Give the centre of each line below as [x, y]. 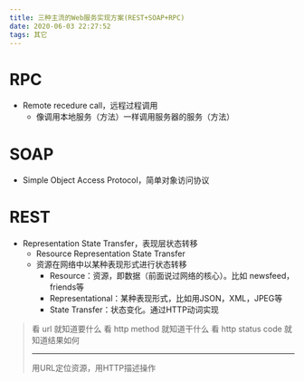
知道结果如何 [55, 340]
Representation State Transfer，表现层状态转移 [110, 244]
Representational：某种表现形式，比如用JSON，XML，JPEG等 [166, 299]
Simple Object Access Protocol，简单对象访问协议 [116, 180]
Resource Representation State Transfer [110, 253]
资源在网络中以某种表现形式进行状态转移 [111, 264]
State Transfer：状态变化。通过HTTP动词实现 [134, 310]
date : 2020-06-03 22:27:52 [60, 26]
